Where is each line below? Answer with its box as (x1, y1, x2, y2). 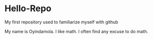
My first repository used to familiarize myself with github (4, 19, 118, 25)
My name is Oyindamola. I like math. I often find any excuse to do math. (4, 28, 149, 34)
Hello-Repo (4, 3, 52, 14)
